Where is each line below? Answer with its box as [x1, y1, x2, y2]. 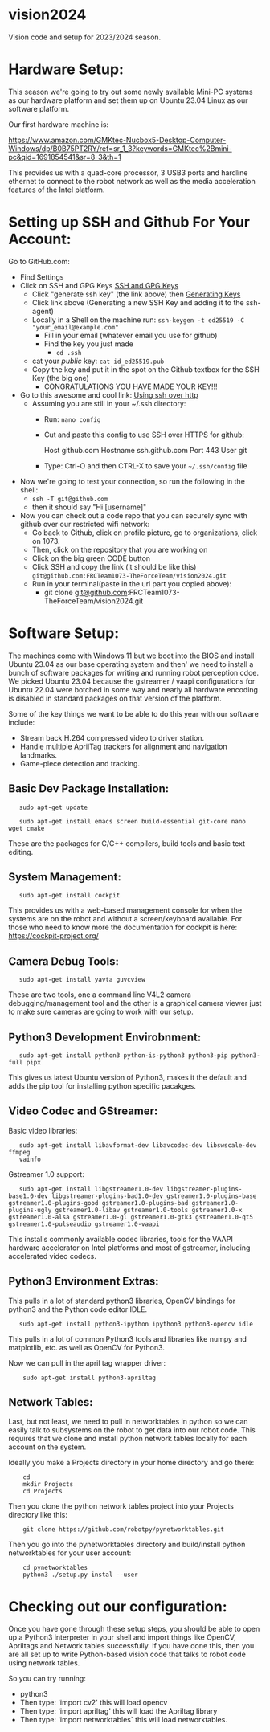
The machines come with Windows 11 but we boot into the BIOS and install [8, 651, 255, 660]
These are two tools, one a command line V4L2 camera [8, 990, 191, 999]
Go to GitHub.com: [8, 256, 70, 266]
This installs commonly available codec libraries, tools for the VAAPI [8, 1234, 233, 1244]
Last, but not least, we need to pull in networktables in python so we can [8, 1416, 248, 1427]
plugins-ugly [8, 1206, 52, 1214]
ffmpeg [8, 1148, 31, 1156]
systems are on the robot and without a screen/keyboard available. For [8, 914, 243, 924]
